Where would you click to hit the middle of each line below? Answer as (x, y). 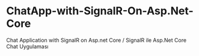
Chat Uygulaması (27, 46)
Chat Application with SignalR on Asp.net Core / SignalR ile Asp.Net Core (96, 40)
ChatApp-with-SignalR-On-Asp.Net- (100, 11)
